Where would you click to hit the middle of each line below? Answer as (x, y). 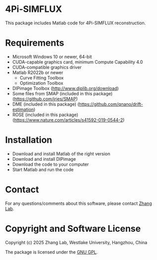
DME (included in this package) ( (46, 104)
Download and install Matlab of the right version (61, 154)
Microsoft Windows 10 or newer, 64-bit (52, 57)
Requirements (35, 43)
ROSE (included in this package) (45, 115)
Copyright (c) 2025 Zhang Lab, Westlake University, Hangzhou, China (76, 242)
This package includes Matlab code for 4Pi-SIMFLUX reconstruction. (76, 23)
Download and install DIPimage (44, 159)
